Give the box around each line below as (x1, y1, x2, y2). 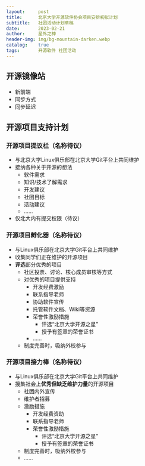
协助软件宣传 (32, 298, 64, 305)
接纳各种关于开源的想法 (14, 163, 72, 171)
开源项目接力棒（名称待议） (6, 358, 86, 366)
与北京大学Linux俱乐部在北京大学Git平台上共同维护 (14, 156, 140, 163)
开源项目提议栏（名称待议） (6, 141, 86, 150)
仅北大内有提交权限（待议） (14, 215, 83, 222)
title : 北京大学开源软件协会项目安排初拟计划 (6, 14, 118, 20)
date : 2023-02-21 (6, 25, 65, 32)
